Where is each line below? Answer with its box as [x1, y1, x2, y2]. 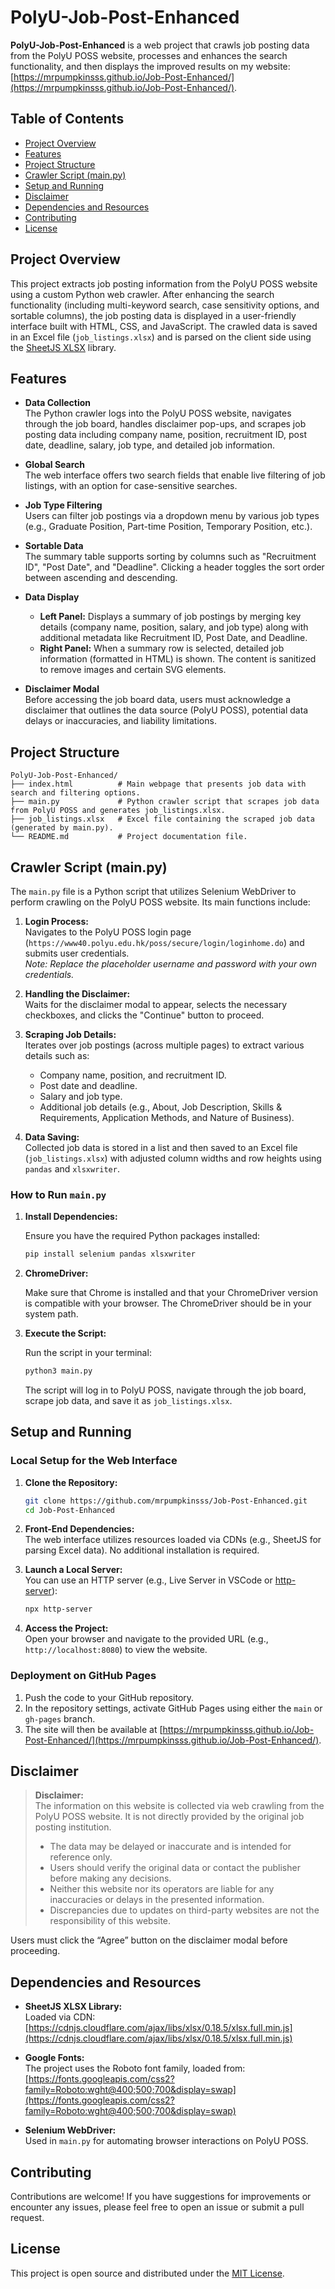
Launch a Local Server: [24, 1564, 123, 1576]
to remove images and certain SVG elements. [39, 664, 227, 676]
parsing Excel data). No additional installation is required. [24, 1544, 260, 1556]
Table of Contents [10, 111, 125, 128]
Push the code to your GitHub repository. [24, 1691, 195, 1703]
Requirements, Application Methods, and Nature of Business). [39, 1112, 295, 1123]
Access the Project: [24, 1622, 109, 1635]
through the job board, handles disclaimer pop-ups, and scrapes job [24, 418, 307, 430]
